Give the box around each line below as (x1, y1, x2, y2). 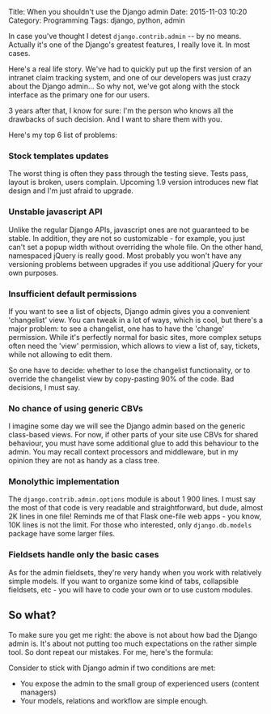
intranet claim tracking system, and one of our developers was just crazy (8, 73, 252, 82)
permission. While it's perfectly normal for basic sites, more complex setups (8, 332, 262, 342)
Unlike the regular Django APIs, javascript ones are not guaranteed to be (8, 225, 249, 234)
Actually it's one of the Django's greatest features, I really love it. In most (8, 40, 251, 49)
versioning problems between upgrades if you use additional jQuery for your (8, 259, 263, 269)
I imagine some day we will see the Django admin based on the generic (8, 421, 246, 431)
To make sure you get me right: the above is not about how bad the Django (8, 630, 257, 639)
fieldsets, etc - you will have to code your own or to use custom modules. (8, 584, 253, 595)
